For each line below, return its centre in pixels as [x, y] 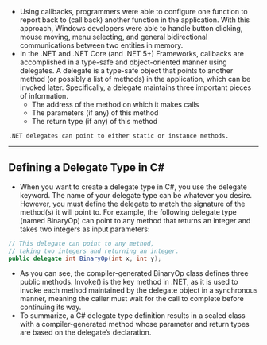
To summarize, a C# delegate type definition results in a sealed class [132, 316]
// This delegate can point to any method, [81, 243]
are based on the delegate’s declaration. [85, 332]
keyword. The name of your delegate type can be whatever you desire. [136, 195]
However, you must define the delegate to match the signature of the [132, 204]
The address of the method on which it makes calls [115, 104]
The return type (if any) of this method [94, 121]
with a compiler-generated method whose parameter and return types [134, 324]
